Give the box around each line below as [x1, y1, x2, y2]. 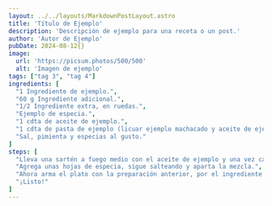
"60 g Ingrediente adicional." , [15, 95, 125, 103]
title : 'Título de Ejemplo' [8, 19, 104, 28]
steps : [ [8, 148, 38, 156]
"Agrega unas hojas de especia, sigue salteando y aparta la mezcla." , [15, 163, 263, 171]
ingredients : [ [8, 79, 60, 88]
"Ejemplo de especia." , [15, 110, 96, 118]
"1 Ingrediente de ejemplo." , [15, 87, 117, 96]
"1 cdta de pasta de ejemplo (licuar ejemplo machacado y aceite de [15, 125, 252, 133]
